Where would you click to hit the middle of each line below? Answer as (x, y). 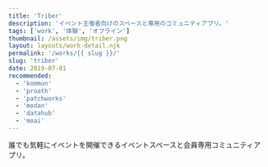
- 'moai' (30, 121)
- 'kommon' (34, 83)
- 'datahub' (36, 114)
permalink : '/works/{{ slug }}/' (64, 53)
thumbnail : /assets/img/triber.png (68, 38)
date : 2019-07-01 (37, 69)
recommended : (30, 76)
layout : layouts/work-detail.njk (64, 46)
